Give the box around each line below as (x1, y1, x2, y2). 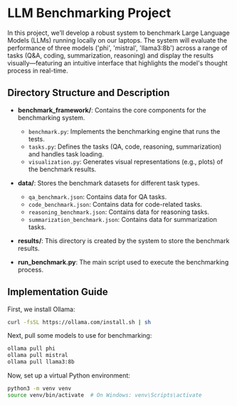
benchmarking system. (17, 113, 85, 122)
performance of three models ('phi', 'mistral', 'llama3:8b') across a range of (7, 43, 228, 52)
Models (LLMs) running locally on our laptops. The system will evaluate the (7, 36, 228, 44)
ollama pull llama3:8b (7, 358, 75, 365)
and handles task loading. (28, 149, 105, 158)
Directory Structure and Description (7, 87, 170, 99)
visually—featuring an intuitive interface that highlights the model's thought (7, 58, 228, 67)
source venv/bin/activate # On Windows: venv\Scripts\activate (7, 391, 202, 399)
